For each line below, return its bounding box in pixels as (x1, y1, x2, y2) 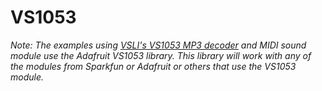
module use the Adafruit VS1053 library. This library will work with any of (10, 49, 312, 61)
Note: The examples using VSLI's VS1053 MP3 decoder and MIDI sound (10, 39, 307, 51)
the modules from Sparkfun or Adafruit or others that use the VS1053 (10, 60, 297, 72)
